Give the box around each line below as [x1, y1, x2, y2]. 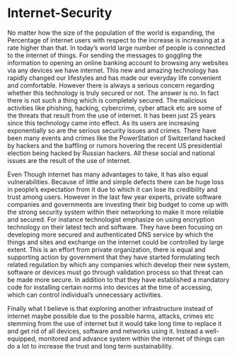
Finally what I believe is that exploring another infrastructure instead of [7, 304, 214, 312]
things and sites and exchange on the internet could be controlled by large [7, 237, 224, 246]
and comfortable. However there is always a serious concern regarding [7, 81, 214, 89]
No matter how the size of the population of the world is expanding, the [7, 28, 216, 37]
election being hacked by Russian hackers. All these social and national [7, 149, 216, 157]
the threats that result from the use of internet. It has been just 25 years [7, 111, 216, 120]
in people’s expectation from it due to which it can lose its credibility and [7, 185, 218, 193]
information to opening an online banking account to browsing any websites [7, 58, 229, 67]
